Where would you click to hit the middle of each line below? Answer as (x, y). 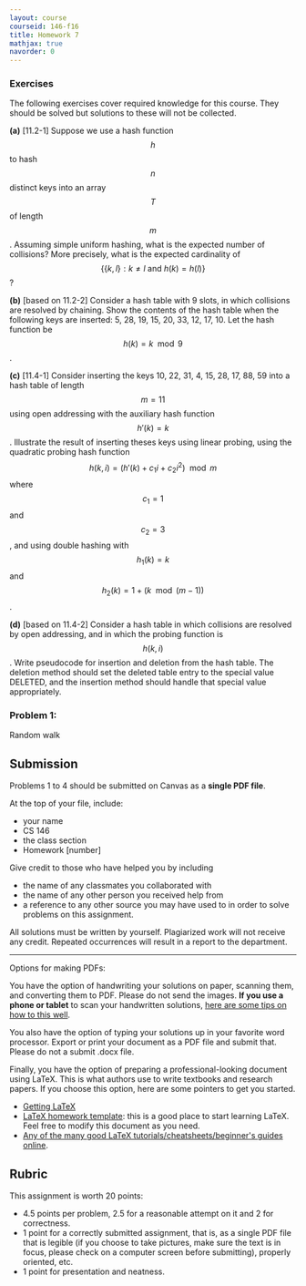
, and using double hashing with (69, 545)
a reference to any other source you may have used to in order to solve (156, 905)
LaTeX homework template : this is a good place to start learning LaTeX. (156, 1116)
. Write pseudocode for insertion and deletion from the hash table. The (142, 663)
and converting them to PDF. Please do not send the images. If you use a (147, 995)
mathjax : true (36, 43)
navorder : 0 (32, 52)
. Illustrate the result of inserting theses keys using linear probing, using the (151, 442)
